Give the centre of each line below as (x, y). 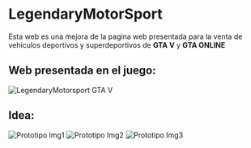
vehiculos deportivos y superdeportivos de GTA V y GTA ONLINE (117, 44)
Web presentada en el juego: (82, 71)
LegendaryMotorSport (86, 14)
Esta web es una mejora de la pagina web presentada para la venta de (125, 36)
